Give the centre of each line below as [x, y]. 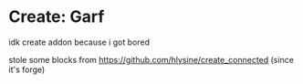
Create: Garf [57, 17]
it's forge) [27, 69]
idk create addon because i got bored [79, 42]
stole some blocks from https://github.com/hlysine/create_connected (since [151, 59]
